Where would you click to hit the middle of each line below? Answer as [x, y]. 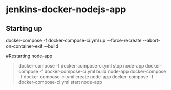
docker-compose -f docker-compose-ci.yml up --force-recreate [74, 40]
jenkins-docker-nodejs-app [66, 9]
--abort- [151, 40]
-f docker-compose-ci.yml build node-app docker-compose [103, 71]
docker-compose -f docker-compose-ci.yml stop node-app [81, 66]
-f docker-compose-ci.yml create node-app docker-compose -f [86, 77]
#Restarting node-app [29, 56]
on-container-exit [24, 46]
